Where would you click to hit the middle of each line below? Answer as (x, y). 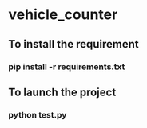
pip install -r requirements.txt (67, 67)
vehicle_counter (63, 15)
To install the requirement (73, 44)
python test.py (38, 114)
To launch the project (62, 92)
